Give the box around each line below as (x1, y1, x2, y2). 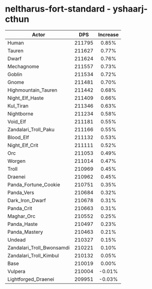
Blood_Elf (7, 134, 29, 141)
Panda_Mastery (7, 228, 43, 235)
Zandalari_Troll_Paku (7, 126, 55, 133)
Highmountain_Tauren (7, 86, 57, 93)
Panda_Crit (7, 205, 33, 211)
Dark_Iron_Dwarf (7, 197, 46, 204)
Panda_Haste (7, 221, 38, 227)
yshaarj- (112, 3, 148, 15)
